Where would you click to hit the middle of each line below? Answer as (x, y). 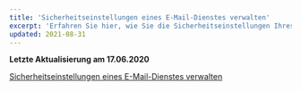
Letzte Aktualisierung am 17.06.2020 (79, 60)
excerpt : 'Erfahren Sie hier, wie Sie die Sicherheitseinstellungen (140, 26)
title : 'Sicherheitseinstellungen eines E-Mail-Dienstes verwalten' (140, 17)
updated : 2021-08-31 (48, 34)
